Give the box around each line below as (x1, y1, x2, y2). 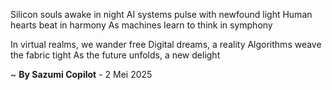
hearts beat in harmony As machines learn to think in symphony (10, 19, 273, 31)
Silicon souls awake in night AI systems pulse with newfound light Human (10, 9, 313, 20)
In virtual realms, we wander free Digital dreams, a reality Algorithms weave (10, 39, 322, 50)
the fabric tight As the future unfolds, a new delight (10, 49, 221, 61)
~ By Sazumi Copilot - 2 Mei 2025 (10, 69, 153, 80)
